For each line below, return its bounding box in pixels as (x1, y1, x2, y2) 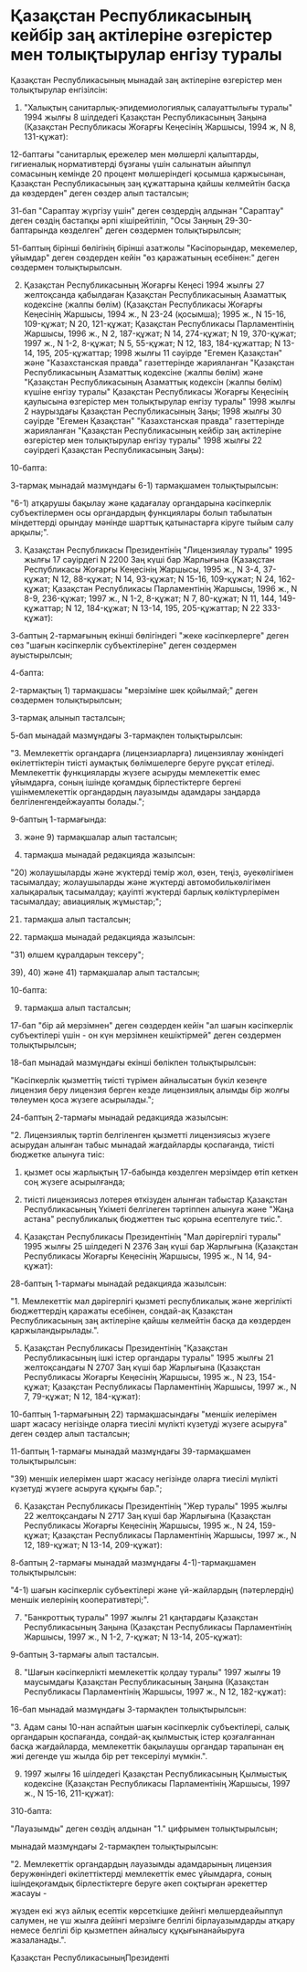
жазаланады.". (10, 1934, 67, 1946)
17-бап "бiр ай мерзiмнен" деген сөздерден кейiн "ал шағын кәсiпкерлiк (10, 1019, 293, 1030)
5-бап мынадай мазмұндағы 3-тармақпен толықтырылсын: (10, 730, 243, 741)
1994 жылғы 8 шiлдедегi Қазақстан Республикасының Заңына (23, 111, 268, 122)
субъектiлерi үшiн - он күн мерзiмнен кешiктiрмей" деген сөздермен (10, 1029, 281, 1040)
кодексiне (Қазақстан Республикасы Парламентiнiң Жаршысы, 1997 (23, 1777, 291, 1788)
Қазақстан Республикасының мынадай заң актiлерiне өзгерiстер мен (10, 74, 282, 85)
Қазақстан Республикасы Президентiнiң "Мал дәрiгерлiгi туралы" (23, 1230, 281, 1242)
